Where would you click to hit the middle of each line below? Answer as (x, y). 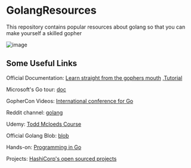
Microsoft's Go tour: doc (36, 89)
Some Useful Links (42, 63)
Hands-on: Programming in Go (44, 147)
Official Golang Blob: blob (38, 135)
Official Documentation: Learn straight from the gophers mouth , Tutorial (94, 77)
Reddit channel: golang (35, 112)
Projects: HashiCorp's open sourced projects (61, 158)
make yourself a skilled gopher (44, 33)
